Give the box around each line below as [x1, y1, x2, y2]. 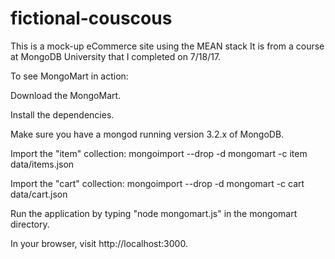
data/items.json [10, 158, 75, 170]
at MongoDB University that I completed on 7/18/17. [10, 50, 222, 62]
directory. [10, 218, 50, 230]
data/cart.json [10, 188, 68, 200]
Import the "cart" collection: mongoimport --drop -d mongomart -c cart [10, 177, 305, 189]
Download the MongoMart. [10, 89, 122, 101]
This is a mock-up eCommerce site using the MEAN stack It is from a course [10, 40, 325, 52]
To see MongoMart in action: [10, 70, 129, 82]
